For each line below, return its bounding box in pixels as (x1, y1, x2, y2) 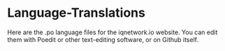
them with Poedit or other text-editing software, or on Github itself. (7, 35, 199, 43)
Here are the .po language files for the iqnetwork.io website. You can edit (7, 28, 218, 36)
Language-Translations (7, 5, 145, 21)
